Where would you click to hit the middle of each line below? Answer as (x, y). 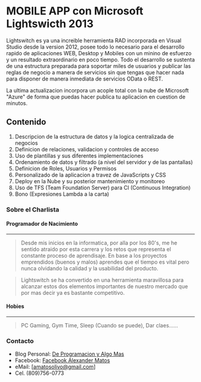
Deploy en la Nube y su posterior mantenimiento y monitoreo (90, 181)
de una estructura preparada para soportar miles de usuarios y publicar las (99, 66)
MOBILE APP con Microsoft (75, 11)
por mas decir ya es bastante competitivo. (73, 293)
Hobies (15, 306)
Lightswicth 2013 (50, 24)
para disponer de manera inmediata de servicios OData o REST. (85, 79)
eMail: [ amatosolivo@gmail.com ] (55, 367)
